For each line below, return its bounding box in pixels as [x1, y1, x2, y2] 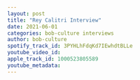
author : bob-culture [7, 36, 68, 43]
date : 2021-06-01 [7, 23, 58, 30]
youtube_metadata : [7, 62, 61, 69]
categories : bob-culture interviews [7, 29, 114, 37]
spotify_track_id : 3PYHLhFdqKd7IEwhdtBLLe [7, 42, 133, 49]
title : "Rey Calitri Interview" [7, 17, 101, 24]
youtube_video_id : [7, 49, 61, 56]
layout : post [7, 10, 45, 17]
